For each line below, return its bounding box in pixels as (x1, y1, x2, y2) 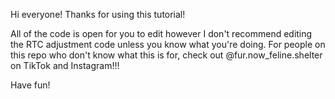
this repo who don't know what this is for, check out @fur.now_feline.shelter (10, 49, 323, 61)
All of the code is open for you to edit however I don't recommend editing (10, 28, 313, 39)
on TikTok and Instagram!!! (10, 60, 120, 71)
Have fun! (10, 79, 51, 91)
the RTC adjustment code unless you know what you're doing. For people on (10, 39, 326, 50)
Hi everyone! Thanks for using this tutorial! (10, 9, 186, 20)
